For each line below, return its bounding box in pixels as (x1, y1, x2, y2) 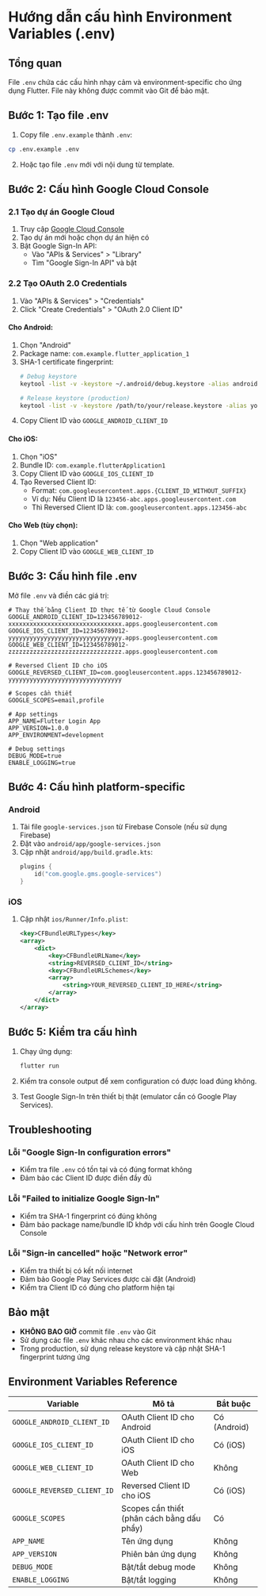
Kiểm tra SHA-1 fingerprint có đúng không (19, 1211, 157, 1221)
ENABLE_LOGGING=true (8, 759, 77, 767)
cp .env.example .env (8, 145, 80, 153)
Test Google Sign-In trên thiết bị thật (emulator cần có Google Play (19, 1091, 237, 1101)
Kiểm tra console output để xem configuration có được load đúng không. (19, 1076, 257, 1086)
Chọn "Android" (19, 340, 71, 349)
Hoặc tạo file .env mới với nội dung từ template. (19, 160, 175, 169)
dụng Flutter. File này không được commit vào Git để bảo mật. (8, 86, 210, 95)
